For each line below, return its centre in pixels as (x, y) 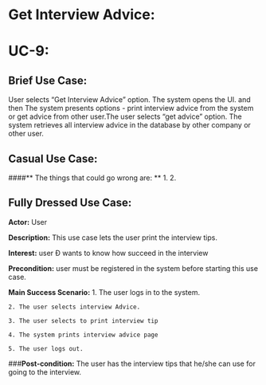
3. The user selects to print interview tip (83, 320)
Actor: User (28, 222)
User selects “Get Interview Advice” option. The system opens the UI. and (129, 100)
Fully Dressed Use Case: (70, 203)
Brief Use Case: (48, 80)
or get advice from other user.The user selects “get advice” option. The (125, 116)
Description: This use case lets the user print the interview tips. (113, 238)
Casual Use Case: (53, 158)
